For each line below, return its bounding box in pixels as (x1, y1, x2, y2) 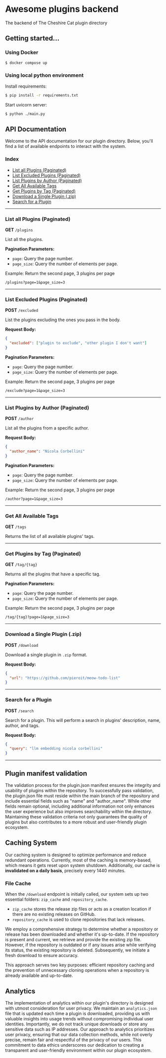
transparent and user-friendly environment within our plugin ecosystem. (5, 1047, 152, 1053)
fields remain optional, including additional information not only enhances (5, 803, 155, 810)
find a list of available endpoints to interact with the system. (5, 144, 126, 149)
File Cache (5, 880, 31, 887)
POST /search (5, 708, 34, 714)
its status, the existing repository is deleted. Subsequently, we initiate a (5, 947, 150, 953)
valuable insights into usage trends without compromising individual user (5, 1015, 154, 1021)
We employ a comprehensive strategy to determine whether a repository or (5, 926, 159, 932)
